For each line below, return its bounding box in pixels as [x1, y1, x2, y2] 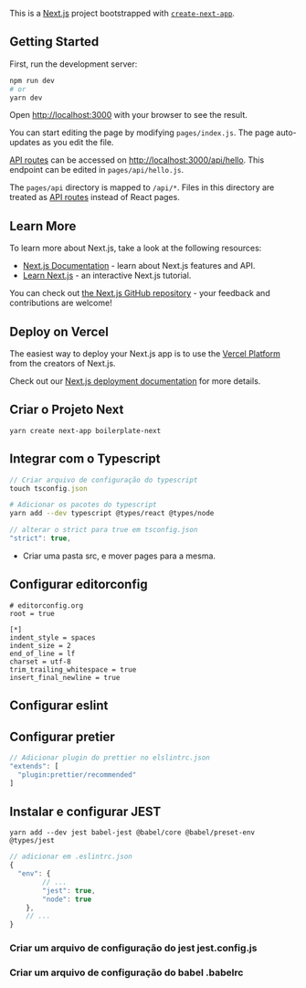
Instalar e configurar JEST [9, 803, 162, 819]
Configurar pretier [9, 728, 116, 744]
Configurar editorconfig [9, 577, 148, 592]
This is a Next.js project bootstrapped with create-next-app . [9, 8, 236, 18]
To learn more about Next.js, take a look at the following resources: [9, 242, 262, 254]
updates [9, 137, 41, 148]
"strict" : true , [9, 534, 71, 543]
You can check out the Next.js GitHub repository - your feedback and [9, 288, 271, 299]
